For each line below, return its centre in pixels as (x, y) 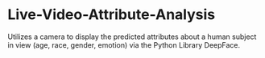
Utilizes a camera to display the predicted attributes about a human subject (132, 37)
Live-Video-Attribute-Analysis (112, 15)
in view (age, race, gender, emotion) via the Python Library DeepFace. (124, 44)
